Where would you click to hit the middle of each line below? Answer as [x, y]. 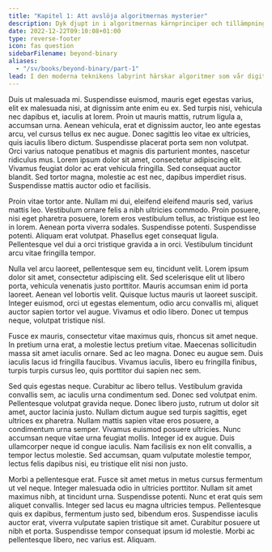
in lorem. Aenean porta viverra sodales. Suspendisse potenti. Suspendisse [132, 227]
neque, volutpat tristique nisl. [57, 320]
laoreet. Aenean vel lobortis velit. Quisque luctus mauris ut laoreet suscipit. [133, 294]
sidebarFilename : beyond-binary [63, 53]
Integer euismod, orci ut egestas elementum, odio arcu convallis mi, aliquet [134, 303]
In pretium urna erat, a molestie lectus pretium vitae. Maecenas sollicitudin [132, 344]
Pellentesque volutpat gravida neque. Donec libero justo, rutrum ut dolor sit [134, 403]
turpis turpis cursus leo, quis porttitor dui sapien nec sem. [105, 370]
